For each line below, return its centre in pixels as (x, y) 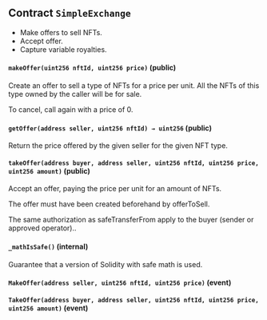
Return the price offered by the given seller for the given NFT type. (118, 146)
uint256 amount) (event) (48, 308)
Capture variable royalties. (63, 49)
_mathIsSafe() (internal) (48, 246)
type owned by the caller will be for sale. (75, 94)
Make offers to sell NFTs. (61, 32)
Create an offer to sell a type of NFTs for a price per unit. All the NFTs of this (134, 86)
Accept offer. (42, 41)
